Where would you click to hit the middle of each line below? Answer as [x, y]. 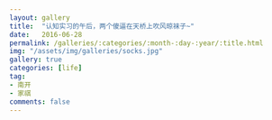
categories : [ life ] [46, 69]
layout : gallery [40, 18]
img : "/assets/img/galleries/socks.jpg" [86, 51]
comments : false [40, 102]
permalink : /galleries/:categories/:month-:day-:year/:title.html [136, 43]
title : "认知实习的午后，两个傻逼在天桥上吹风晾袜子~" [102, 26]
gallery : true [36, 60]
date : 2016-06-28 [46, 34]
